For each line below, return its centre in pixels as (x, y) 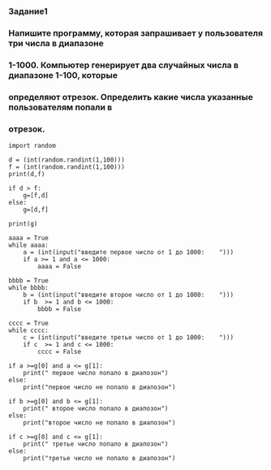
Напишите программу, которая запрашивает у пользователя (136, 32)
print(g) (23, 224)
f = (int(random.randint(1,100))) (67, 167)
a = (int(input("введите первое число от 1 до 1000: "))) (128, 252)
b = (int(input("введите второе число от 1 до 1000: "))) (128, 295)
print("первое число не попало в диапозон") (99, 387)
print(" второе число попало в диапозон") (96, 408)
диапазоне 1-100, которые (63, 75)
